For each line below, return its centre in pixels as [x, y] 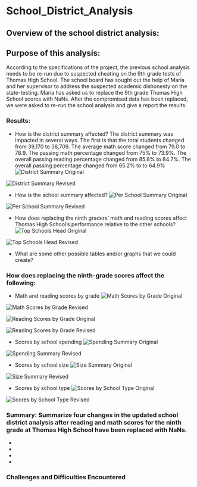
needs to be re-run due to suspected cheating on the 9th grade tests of [94, 74]
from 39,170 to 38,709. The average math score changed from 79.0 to [100, 146]
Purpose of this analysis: [53, 53]
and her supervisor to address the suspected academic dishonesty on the [97, 86]
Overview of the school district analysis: [83, 33]
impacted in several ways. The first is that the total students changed [99, 140]
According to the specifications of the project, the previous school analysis [98, 67]
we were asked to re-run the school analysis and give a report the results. [97, 105]
